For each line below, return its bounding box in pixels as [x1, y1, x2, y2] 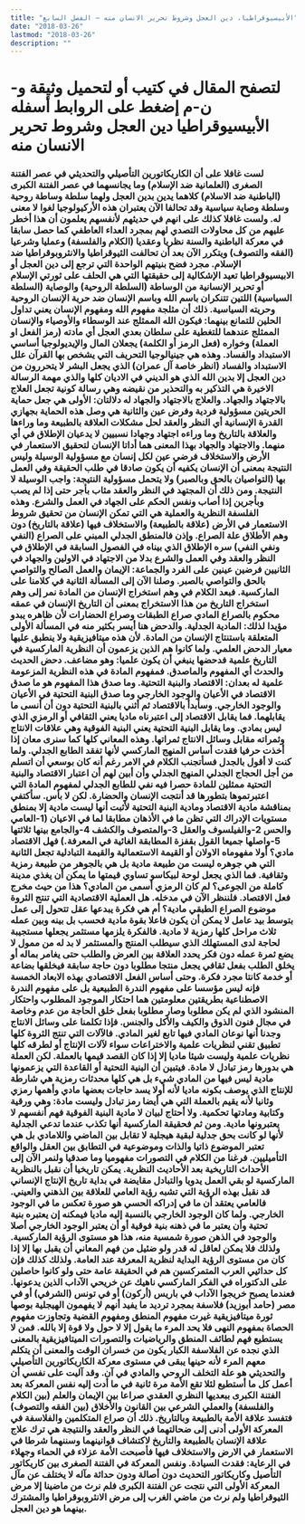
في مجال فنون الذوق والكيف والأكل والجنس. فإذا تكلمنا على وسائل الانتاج [10, 1015, 291, 1028]
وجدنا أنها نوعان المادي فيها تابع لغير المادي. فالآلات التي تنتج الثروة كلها [10, 1027, 281, 1040]
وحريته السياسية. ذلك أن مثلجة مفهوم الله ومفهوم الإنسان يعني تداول [10, 303, 275, 316]
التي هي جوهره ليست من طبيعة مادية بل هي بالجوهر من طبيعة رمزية [10, 857, 275, 870]
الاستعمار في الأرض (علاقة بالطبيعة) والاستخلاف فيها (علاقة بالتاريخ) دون [10, 518, 288, 530]
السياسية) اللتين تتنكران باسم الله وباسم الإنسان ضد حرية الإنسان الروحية [10, 291, 292, 304]
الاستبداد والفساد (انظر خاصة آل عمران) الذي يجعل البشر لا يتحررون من [10, 359, 287, 372]
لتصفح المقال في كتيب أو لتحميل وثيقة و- [10, 78, 281, 98]
